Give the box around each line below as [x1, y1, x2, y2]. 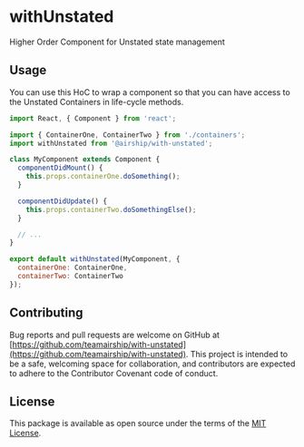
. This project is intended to [185, 348, 289, 359]
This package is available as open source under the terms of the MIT [9, 418, 267, 429]
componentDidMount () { [17, 163, 103, 173]
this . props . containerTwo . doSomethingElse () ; [25, 205, 197, 214]
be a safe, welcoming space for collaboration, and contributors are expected [9, 358, 296, 369]
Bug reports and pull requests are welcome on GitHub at [9, 329, 221, 340]
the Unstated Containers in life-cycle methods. [9, 96, 184, 107]
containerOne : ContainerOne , [17, 263, 128, 273]
